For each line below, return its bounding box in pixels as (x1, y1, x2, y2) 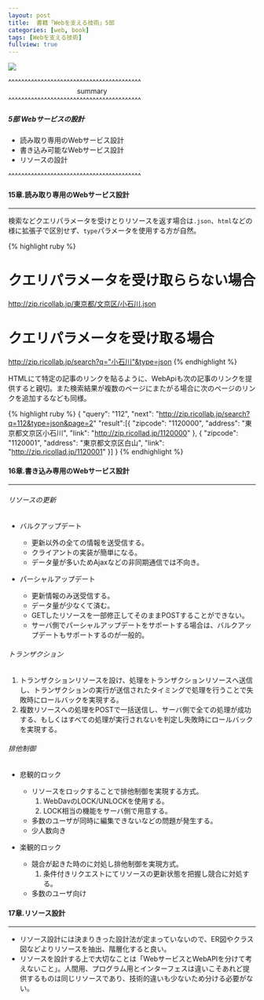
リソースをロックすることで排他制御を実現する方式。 (31, 786, 203, 796)
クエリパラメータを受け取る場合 (8, 329, 214, 347)
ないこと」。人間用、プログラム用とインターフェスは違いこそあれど (26, 964, 244, 973)
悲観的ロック (19, 770, 61, 779)
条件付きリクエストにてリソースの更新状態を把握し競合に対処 (42, 869, 243, 878)
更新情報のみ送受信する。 (31, 590, 115, 600)
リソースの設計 (19, 155, 68, 165)
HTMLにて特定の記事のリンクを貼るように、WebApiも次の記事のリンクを (8, 374, 246, 384)
